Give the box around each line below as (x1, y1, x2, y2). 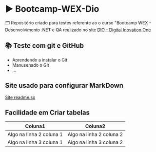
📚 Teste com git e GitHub (5, 41, 84, 50)
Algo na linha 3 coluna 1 (7, 139, 63, 146)
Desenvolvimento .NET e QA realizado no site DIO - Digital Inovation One (5, 27, 151, 33)
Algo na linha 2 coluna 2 (67, 131, 123, 138)
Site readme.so (5, 94, 36, 100)
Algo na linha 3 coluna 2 (67, 139, 123, 146)
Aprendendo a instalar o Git (12, 57, 67, 63)
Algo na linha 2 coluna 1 (7, 131, 63, 138)
